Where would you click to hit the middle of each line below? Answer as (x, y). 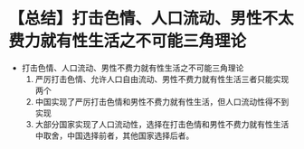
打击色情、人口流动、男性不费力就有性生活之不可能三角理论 (133, 68)
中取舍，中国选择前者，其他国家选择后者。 (114, 135)
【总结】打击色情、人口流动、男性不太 (152, 19)
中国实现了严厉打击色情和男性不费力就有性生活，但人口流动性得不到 (162, 101)
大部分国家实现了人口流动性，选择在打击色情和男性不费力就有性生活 (162, 124)
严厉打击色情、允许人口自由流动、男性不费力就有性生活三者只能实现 (162, 79)
